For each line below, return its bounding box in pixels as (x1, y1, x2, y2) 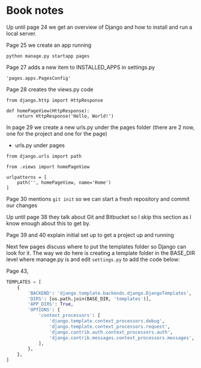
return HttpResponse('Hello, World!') (17, 113, 114, 119)
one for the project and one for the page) (6, 130, 108, 137)
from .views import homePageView (6, 163, 90, 170)
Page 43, (6, 267, 29, 274)
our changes (6, 202, 38, 209)
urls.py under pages (14, 142, 65, 149)
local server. (6, 29, 37, 37)
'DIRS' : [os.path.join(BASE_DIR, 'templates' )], (28, 295, 152, 302)
